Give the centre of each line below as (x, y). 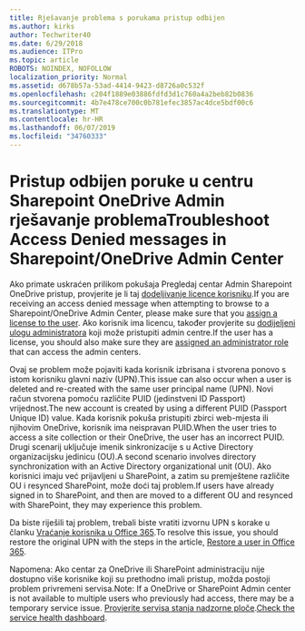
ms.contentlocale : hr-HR (56, 119)
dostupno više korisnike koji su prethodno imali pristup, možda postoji (140, 578)
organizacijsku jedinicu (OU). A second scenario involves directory (133, 456)
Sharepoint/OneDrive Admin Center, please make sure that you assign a (144, 313)
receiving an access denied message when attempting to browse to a (139, 303)
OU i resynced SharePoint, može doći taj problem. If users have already (142, 485)
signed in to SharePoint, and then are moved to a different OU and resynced (151, 495)
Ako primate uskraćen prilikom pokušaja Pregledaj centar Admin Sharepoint (151, 284)
